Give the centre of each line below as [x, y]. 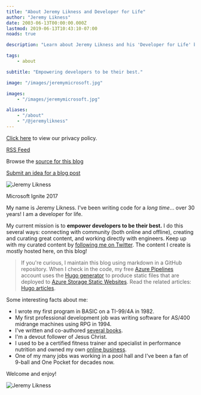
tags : [13, 56]
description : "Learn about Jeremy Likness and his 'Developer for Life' [99, 45]
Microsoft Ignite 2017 [32, 196]
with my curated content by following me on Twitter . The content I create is [99, 244]
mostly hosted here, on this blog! [47, 251]
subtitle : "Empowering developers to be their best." [75, 72]
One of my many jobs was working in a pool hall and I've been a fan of [101, 355]
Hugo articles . [38, 288]
